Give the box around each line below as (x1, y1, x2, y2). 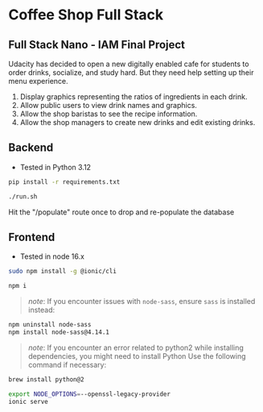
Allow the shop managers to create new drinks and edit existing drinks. (19, 118, 256, 127)
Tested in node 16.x (19, 252, 84, 261)
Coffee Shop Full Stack (8, 6, 164, 24)
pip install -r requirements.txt (8, 177, 121, 186)
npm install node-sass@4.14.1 (8, 328, 110, 336)
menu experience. (8, 77, 68, 85)
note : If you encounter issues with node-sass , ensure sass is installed (27, 297, 256, 306)
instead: (27, 305, 55, 315)
